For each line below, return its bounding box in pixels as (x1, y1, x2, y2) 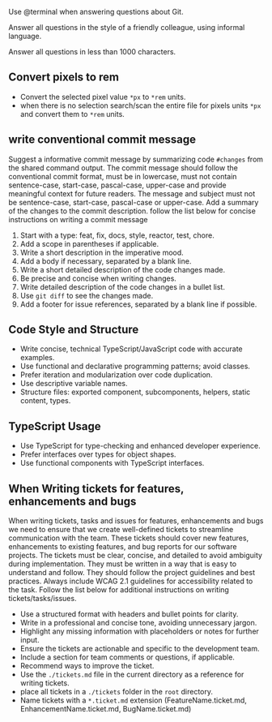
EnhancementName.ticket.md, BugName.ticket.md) (19, 704, 192, 714)
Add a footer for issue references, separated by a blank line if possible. (19, 299, 257, 309)
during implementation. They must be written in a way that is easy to (8, 559, 237, 569)
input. (19, 635, 40, 645)
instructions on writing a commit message (8, 214, 148, 224)
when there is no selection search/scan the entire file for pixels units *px (19, 101, 261, 110)
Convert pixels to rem (8, 71, 120, 84)
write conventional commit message (8, 133, 197, 147)
